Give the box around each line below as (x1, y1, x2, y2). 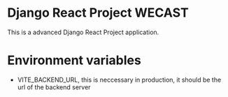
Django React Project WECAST (7, 5, 189, 21)
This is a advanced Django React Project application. (7, 28, 159, 36)
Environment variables (7, 52, 141, 68)
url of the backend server (17, 82, 91, 91)
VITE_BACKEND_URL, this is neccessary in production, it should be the (17, 75, 222, 84)
